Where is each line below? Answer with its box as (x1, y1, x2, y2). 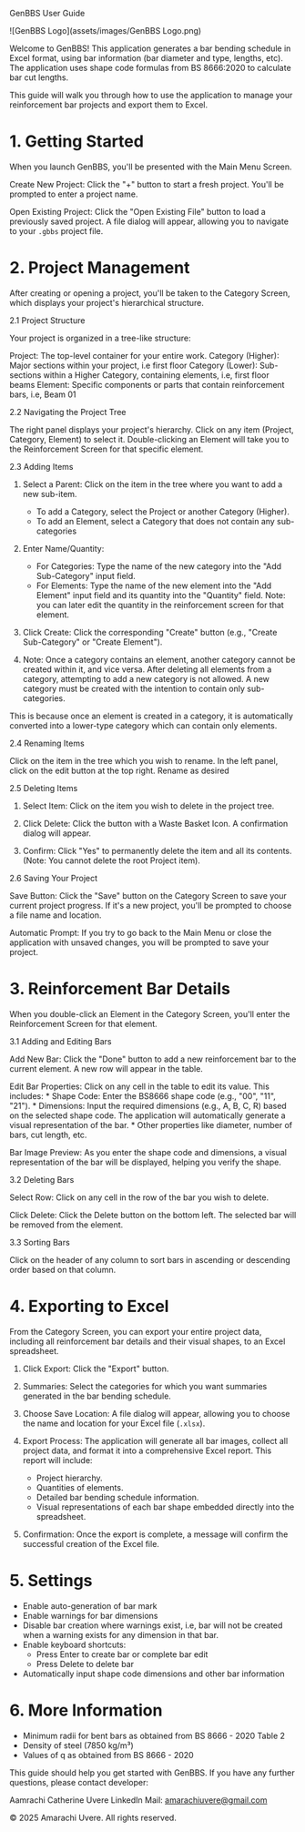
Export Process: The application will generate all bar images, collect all (22, 1435, 289, 1446)
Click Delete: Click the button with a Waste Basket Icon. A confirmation (22, 818, 289, 829)
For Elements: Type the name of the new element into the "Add (36, 580, 272, 591)
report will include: (22, 1454, 93, 1465)
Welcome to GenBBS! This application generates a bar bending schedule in (9, 43, 291, 54)
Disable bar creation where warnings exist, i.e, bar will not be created (22, 1620, 283, 1631)
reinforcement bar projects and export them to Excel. (9, 99, 208, 110)
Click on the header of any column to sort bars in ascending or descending (9, 1254, 291, 1265)
